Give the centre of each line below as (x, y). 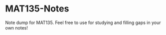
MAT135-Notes (37, 9)
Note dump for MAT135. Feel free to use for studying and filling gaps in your (83, 22)
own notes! (17, 27)
